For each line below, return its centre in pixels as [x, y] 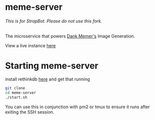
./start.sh [16, 97]
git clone [15, 88]
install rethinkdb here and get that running [47, 79]
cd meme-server [21, 93]
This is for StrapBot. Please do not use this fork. [54, 21]
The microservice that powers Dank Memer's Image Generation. [70, 36]
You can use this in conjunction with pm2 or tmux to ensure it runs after [77, 107]
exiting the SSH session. [30, 112]
